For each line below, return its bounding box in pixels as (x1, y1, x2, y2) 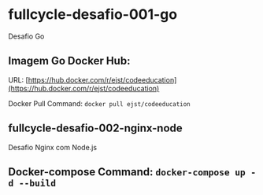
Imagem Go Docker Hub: (8, 54, 131, 68)
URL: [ (8, 75, 29, 84)
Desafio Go (8, 31, 45, 41)
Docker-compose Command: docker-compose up (8, 165, 246, 178)
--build (18, 177, 57, 189)
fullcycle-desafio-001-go (8, 6, 178, 24)
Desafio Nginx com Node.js (8, 142, 97, 152)
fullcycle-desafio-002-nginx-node (8, 122, 183, 135)
